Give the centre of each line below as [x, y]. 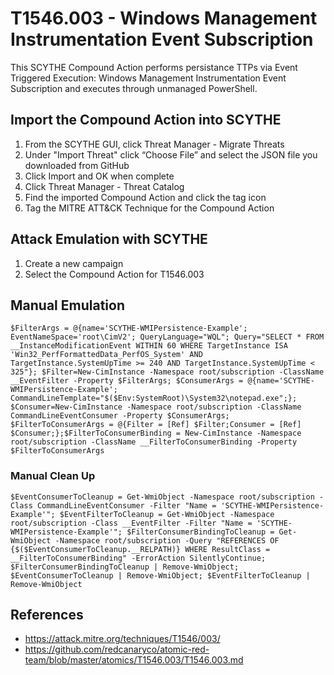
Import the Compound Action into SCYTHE [146, 120]
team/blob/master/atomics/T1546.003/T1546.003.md [134, 660]
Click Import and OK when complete [99, 176]
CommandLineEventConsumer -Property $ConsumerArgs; [120, 416]
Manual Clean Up [53, 476]
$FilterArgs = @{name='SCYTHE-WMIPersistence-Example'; [129, 328]
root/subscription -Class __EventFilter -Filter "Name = [131, 523]
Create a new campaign [74, 263]
